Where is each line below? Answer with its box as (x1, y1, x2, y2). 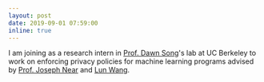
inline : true (8, 26, 52, 34)
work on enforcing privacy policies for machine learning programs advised (8, 57, 254, 66)
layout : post (8, 11, 52, 20)
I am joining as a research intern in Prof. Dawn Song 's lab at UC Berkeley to (8, 49, 257, 58)
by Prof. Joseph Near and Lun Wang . (8, 65, 130, 75)
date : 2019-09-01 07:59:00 (8, 19, 98, 27)
